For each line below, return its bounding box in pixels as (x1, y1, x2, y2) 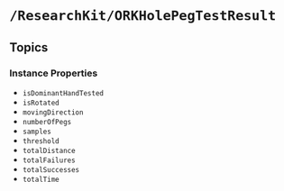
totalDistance (22, 146, 76, 155)
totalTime (22, 175, 60, 184)
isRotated (22, 98, 60, 107)
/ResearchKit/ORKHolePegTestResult (9, 7, 277, 24)
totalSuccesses (22, 165, 80, 174)
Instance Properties (9, 67, 98, 79)
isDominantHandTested (22, 88, 104, 97)
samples (22, 127, 51, 136)
